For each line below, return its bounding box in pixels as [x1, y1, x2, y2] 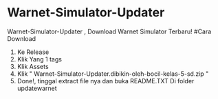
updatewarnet [17, 84, 57, 92]
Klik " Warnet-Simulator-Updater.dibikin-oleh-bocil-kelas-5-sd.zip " [17, 70, 209, 78]
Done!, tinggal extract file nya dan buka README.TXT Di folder [17, 76, 195, 85]
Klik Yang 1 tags [17, 55, 62, 63]
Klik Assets [17, 62, 50, 70]
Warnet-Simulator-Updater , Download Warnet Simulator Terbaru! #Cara [7, 27, 212, 36]
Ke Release [17, 48, 50, 56]
